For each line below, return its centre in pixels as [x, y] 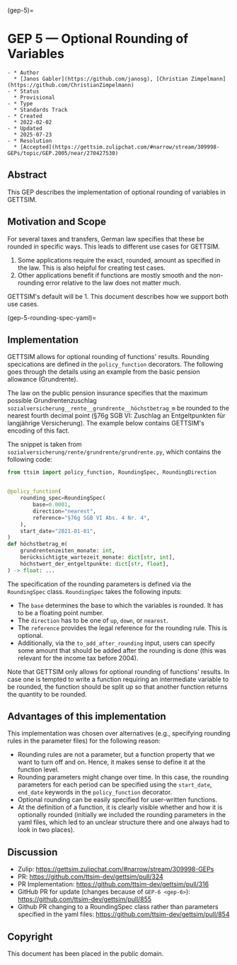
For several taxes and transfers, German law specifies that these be [106, 239]
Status [30, 91]
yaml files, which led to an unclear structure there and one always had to [123, 822]
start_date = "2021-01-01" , [58, 531]
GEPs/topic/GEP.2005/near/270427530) [63, 153]
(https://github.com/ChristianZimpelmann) [71, 85]
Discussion [33, 852]
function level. [38, 770]
